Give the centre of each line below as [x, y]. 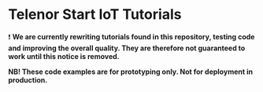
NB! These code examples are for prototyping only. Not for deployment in [131, 72]
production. [28, 79]
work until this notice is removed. [64, 56]
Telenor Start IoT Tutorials [95, 15]
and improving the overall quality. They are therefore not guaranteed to [127, 48]
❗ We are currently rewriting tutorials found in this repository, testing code [131, 36]
